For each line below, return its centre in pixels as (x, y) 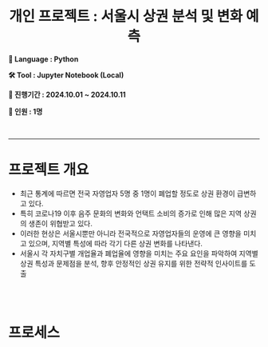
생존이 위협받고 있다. (61, 223)
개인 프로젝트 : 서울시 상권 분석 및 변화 (126, 16)
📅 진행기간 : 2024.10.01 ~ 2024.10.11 (67, 94)
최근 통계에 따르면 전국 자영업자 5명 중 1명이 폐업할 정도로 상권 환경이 (127, 193)
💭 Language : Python (43, 59)
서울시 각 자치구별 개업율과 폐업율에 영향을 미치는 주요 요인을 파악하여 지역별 (139, 253)
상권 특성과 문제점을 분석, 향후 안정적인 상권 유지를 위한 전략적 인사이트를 (134, 263)
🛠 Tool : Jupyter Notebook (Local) (66, 75)
